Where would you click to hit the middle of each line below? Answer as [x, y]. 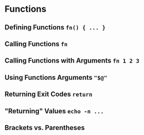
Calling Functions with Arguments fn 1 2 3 [72, 61]
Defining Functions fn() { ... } [55, 27]
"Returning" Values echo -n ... [54, 111]
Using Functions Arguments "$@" [56, 77]
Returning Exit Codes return [49, 94]
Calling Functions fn [36, 44]
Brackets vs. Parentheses [45, 127]
